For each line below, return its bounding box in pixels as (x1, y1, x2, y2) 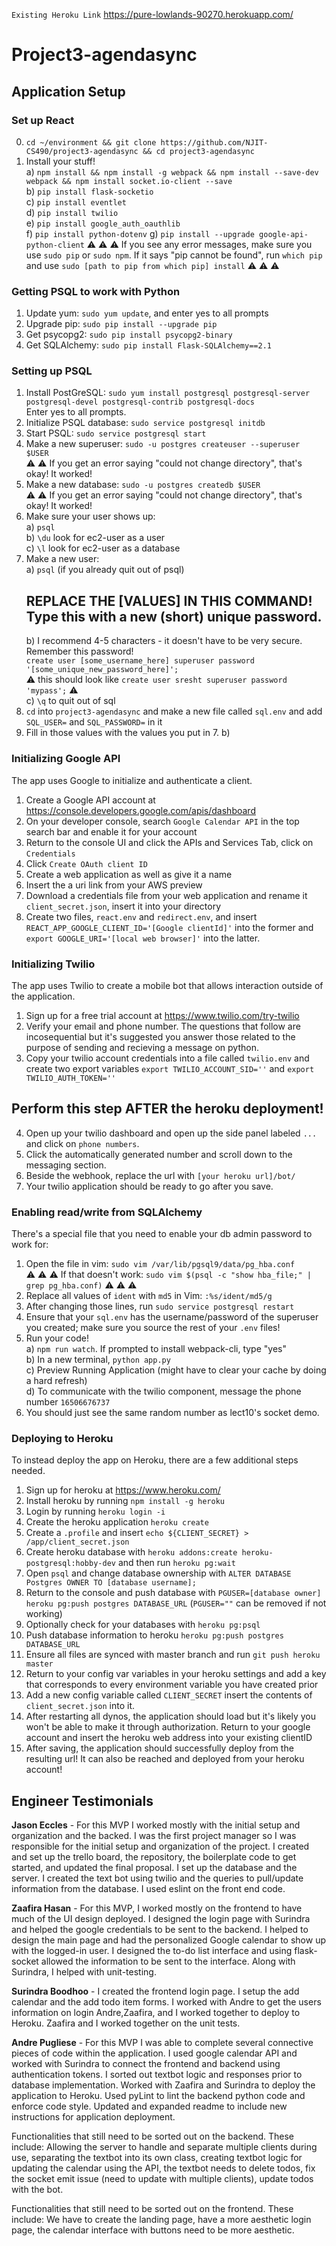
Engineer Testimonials (11, 1792, 154, 1809)
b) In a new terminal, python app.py (25, 1353, 171, 1365)
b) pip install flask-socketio (25, 185, 154, 197)
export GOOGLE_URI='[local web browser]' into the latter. (25, 932, 261, 944)
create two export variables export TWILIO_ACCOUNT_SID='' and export (25, 1062, 315, 1074)
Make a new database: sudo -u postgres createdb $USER (25, 479, 261, 491)
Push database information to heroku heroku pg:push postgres (25, 1629, 284, 1641)
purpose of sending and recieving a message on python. (25, 1041, 259, 1053)
